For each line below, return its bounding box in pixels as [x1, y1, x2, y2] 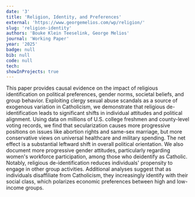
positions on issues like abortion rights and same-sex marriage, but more [6, 128, 183, 135]
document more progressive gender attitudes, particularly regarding [6, 147, 171, 154]
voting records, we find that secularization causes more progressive [6, 122, 170, 129]
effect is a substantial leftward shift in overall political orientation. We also [6, 141, 183, 148]
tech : [6, 63, 19, 69]
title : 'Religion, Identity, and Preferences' [6, 14, 122, 20]
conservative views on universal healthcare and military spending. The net [6, 134, 186, 141]
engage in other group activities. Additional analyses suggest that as [6, 165, 172, 173]
